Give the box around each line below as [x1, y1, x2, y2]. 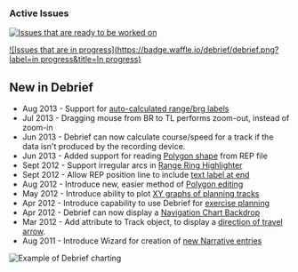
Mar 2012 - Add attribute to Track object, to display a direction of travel [21, 217, 283, 228]
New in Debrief [9, 79, 93, 95]
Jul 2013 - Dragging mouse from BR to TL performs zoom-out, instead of [21, 113, 290, 124]
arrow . [21, 226, 46, 237]
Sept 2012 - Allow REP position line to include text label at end [21, 170, 250, 180]
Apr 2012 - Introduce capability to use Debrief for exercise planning [21, 198, 270, 209]
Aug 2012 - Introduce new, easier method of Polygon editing [21, 179, 244, 189]
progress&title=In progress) [40, 54, 141, 65]
